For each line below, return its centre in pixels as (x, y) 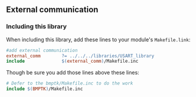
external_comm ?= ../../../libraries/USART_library (80, 56)
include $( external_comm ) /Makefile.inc (72, 62)
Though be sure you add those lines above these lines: (73, 73)
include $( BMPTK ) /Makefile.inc (45, 89)
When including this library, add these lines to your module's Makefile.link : (98, 39)
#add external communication (42, 50)
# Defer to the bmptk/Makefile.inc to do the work (70, 83)
